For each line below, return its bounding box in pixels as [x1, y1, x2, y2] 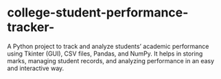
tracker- [7, 19, 55, 35]
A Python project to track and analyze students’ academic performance [7, 42, 209, 50]
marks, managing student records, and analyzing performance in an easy [7, 56, 215, 65]
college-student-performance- [7, 5, 189, 21]
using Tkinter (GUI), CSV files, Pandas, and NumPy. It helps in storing [7, 49, 203, 58]
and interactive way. [7, 64, 65, 72]
